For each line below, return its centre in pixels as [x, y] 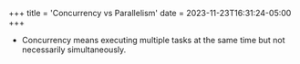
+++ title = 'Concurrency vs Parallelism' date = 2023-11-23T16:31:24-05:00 [150, 13]
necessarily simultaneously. [74, 50]
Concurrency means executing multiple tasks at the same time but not [153, 40]
